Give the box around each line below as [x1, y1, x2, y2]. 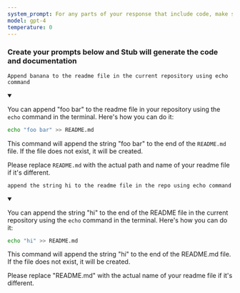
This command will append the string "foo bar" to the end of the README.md [7, 139, 226, 148]
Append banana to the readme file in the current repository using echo [7, 72, 229, 79]
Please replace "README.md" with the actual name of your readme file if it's [7, 272, 233, 280]
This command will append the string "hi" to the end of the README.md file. [7, 250, 231, 259]
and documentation [7, 56, 77, 66]
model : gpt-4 [7, 17, 46, 24]
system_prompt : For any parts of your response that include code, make [7, 10, 229, 18]
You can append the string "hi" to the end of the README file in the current [7, 208, 229, 217]
